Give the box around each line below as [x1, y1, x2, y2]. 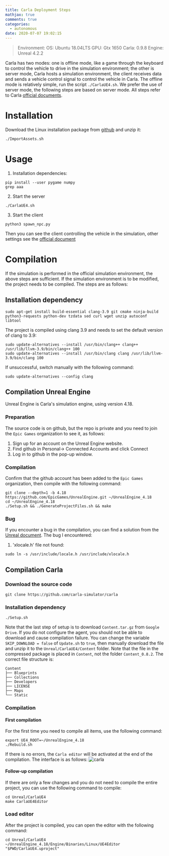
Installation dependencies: [12, 170, 67, 176]
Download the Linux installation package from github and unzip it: [5, 126, 141, 132]
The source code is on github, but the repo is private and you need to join [5, 425, 157, 431]
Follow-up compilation [5, 768, 54, 774]
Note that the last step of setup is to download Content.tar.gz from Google [5, 624, 159, 630]
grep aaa [5, 184, 24, 190]
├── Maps [5, 688, 24, 693]
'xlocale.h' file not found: [12, 542, 64, 548]
